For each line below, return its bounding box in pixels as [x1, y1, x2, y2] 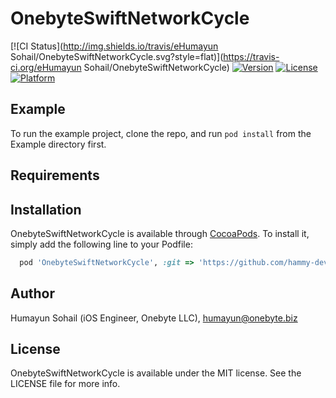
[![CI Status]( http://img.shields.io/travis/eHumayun [10, 40, 219, 52]
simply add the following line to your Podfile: [10, 238, 193, 250]
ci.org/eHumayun [10, 61, 82, 73]
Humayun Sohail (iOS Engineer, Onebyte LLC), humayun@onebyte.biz [10, 312, 298, 324]
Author [10, 285, 55, 302]
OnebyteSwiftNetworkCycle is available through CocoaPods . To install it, [10, 227, 310, 239]
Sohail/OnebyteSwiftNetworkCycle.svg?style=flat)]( [10, 50, 224, 62]
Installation [10, 201, 82, 218]
